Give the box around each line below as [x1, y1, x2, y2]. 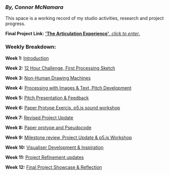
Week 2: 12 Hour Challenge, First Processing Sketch [5, 65, 115, 71]
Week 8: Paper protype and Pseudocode [5, 124, 92, 130]
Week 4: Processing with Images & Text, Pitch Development [5, 84, 132, 91]
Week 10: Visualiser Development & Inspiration [5, 144, 104, 150]
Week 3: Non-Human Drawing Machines [5, 75, 91, 81]
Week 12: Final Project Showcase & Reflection [5, 164, 102, 170]
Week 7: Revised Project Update [5, 114, 74, 121]
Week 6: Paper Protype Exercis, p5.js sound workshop [5, 104, 120, 111]
